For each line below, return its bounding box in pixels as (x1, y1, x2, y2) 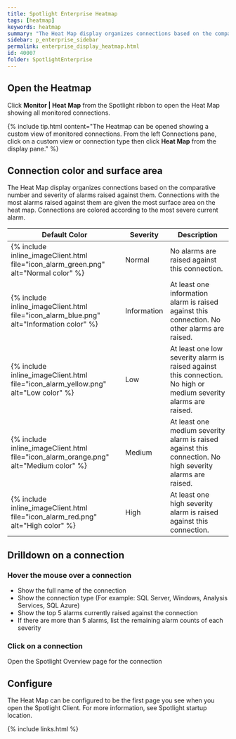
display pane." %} (7, 144, 59, 153)
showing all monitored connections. (7, 108, 111, 117)
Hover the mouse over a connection (7, 570, 132, 580)
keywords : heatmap (7, 23, 61, 30)
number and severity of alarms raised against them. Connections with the (7, 191, 220, 199)
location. (7, 712, 33, 720)
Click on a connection (7, 641, 83, 651)
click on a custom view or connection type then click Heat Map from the (7, 137, 216, 145)
